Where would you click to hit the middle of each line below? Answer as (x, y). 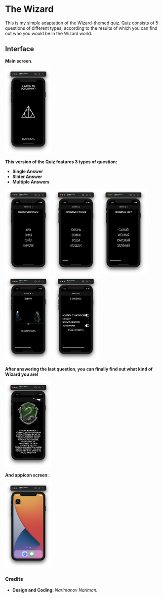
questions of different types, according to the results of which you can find (81, 28)
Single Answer (28, 171)
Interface (20, 49)
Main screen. (19, 61)
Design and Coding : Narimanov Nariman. (55, 590)
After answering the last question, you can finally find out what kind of (79, 369)
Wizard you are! (22, 374)
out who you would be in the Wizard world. (49, 33)
